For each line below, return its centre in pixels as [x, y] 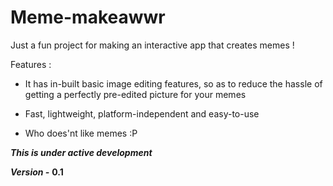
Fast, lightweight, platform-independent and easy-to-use [142, 113]
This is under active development [81, 152]
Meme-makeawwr [88, 17]
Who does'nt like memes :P [81, 133]
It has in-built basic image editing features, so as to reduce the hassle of [173, 83]
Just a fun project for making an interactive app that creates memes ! [152, 45]
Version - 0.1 [37, 172]
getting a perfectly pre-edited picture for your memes [135, 94]
